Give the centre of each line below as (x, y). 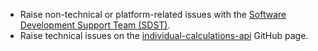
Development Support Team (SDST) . (95, 25)
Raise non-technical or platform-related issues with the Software (153, 14)
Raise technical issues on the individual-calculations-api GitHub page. (164, 35)
